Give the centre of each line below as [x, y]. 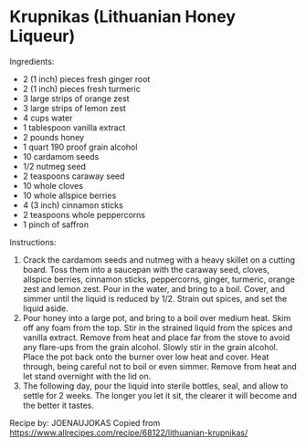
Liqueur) [42, 36]
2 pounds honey [53, 137]
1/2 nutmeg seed [54, 166]
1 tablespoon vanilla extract [74, 127]
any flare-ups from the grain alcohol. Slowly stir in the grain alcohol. [150, 347]
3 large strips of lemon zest [74, 108]
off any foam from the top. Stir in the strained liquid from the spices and [158, 327]
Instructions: [33, 242]
